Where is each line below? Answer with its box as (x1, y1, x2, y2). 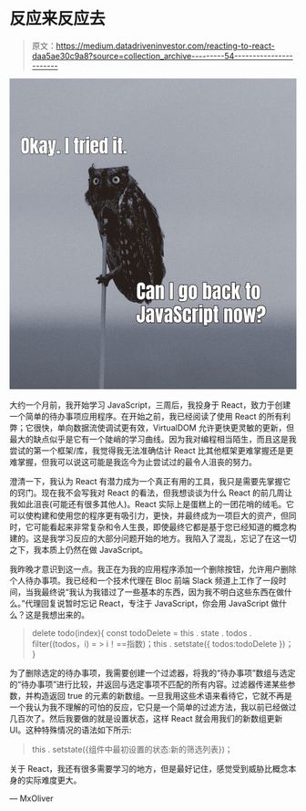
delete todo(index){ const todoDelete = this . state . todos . (31, 628, 252, 639)
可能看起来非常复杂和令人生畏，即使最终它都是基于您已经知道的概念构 (33, 522, 297, 533)
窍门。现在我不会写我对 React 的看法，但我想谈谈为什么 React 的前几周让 (16, 487, 293, 498)
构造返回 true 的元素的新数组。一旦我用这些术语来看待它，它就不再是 (33, 691, 293, 702)
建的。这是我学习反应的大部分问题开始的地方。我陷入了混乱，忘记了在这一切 (9, 533, 297, 544)
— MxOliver (9, 793, 54, 804)
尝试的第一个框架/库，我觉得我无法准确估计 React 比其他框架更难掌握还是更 (9, 445, 294, 456)
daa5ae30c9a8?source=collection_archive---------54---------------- (31, 50, 293, 61)
